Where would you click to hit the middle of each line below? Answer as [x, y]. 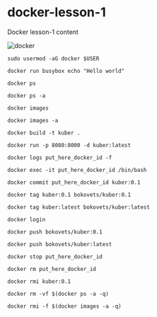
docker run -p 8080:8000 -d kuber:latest [69, 145]
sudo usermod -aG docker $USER [53, 58]
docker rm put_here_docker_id [52, 269]
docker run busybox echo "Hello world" [66, 71]
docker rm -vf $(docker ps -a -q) [58, 294]
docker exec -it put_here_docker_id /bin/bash [77, 170]
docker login [27, 219]
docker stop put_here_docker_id [55, 257]
